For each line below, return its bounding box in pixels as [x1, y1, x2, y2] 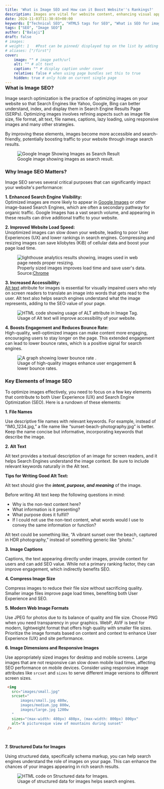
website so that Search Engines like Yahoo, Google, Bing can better [5, 101, 141, 107]
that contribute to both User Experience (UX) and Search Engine [5, 394, 134, 400]
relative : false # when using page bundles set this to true [14, 71, 141, 76]
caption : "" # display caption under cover [14, 67, 104, 72]
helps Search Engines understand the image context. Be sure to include [5, 458, 149, 464]
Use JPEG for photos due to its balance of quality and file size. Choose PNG [5, 614, 158, 620]
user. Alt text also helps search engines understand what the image [5, 295, 141, 301]
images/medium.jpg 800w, [20, 703, 71, 708]
